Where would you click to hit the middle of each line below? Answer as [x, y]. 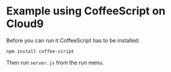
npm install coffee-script [40, 51]
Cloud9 [25, 24]
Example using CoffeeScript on [86, 11]
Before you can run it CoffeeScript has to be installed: [73, 40]
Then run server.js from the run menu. [55, 62]
